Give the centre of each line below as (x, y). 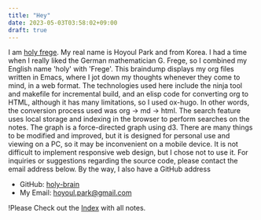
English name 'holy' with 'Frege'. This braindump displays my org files (121, 69)
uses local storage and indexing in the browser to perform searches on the (129, 119)
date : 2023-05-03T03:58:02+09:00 (63, 23)
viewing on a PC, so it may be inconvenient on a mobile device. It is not (123, 144)
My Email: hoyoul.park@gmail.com (75, 192)
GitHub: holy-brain (50, 185)
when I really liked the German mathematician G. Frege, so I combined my (128, 60)
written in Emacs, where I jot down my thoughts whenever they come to (124, 77)
